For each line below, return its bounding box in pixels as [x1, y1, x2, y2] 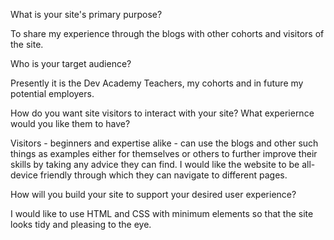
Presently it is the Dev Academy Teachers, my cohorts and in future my [10, 77, 304, 89]
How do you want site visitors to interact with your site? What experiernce [10, 107, 315, 119]
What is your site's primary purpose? [10, 9, 163, 20]
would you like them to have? [10, 118, 131, 129]
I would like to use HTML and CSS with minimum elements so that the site [10, 208, 314, 219]
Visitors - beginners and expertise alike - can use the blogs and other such [10, 137, 319, 149]
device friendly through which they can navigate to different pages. [10, 169, 288, 181]
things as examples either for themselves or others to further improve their [10, 148, 318, 159]
